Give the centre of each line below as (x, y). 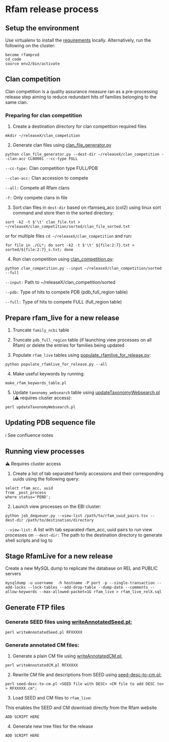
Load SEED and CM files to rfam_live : (52, 698)
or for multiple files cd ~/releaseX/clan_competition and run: (69, 236)
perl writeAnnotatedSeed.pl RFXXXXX (44, 633)
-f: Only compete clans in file (36, 198)
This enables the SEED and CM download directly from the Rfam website (81, 708)
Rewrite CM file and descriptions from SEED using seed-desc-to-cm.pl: (87, 675)
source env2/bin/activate (32, 64)
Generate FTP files (35, 607)
